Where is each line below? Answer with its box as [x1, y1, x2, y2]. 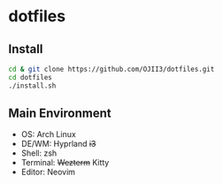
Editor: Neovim [20, 166, 76, 178]
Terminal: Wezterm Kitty [20, 157, 110, 168]
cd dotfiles [8, 73, 52, 81]
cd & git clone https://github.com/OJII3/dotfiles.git [8, 65, 215, 73]
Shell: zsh [20, 148, 58, 158]
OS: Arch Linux [20, 129, 76, 140]
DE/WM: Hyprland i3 [20, 139, 96, 149]
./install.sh [8, 81, 57, 90]
